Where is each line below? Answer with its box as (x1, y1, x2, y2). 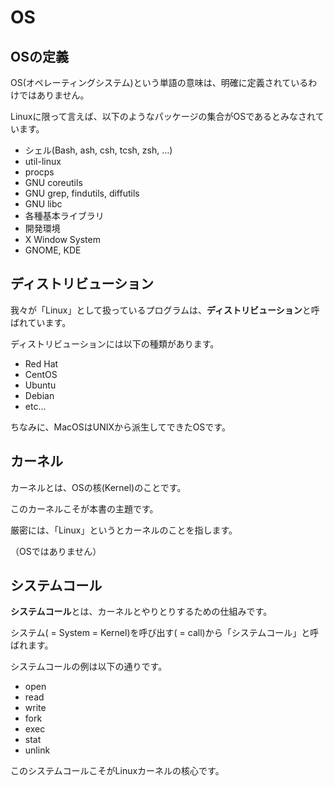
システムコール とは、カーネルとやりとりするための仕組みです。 (10, 606, 273, 618)
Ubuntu (24, 379, 57, 391)
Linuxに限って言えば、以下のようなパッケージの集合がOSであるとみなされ (10, 111, 316, 122)
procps (24, 166, 55, 178)
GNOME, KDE (24, 244, 82, 256)
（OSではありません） (10, 545, 102, 557)
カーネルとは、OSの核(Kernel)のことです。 (10, 481, 187, 493)
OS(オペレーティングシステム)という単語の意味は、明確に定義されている (10, 77, 309, 88)
